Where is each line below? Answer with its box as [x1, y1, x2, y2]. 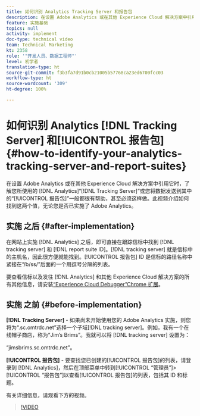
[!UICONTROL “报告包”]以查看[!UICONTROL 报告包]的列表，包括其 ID [6, 371, 176, 379]
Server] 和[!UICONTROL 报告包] [6, 134, 165, 148]
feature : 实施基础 [6, 20, 49, 26]
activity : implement [6, 31, 58, 37]
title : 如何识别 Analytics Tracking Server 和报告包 [6, 8, 133, 15]
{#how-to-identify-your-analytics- [6, 147, 183, 161]
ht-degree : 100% [6, 86, 46, 92]
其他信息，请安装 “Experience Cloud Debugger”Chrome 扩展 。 [11, 280, 164, 287]
